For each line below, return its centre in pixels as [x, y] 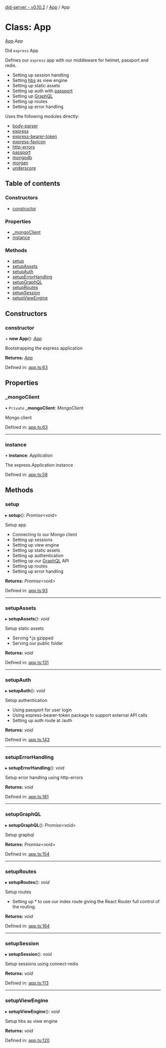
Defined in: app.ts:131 [27, 662]
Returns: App [19, 358]
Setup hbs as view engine [31, 1021]
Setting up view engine [36, 545]
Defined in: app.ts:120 [27, 1040]
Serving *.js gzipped [33, 638]
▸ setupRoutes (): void [27, 882]
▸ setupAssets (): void [27, 618]
